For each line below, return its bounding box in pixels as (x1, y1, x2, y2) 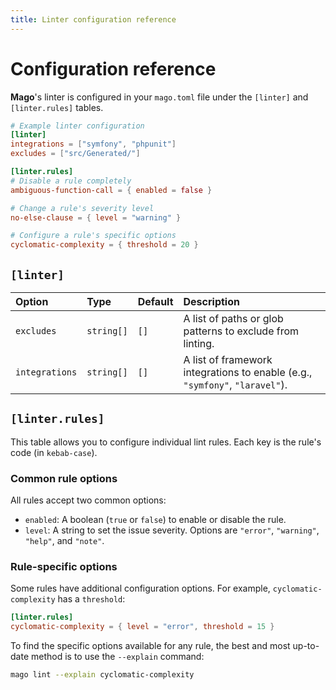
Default (137, 295, 174, 308)
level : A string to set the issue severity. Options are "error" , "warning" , (24, 524, 320, 536)
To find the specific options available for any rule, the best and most (10, 640, 291, 652)
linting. (183, 337, 215, 350)
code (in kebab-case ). (10, 446, 98, 458)
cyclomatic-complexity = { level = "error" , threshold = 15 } (10, 622, 275, 632)
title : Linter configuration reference (10, 14, 177, 25)
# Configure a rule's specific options (10, 231, 177, 241)
